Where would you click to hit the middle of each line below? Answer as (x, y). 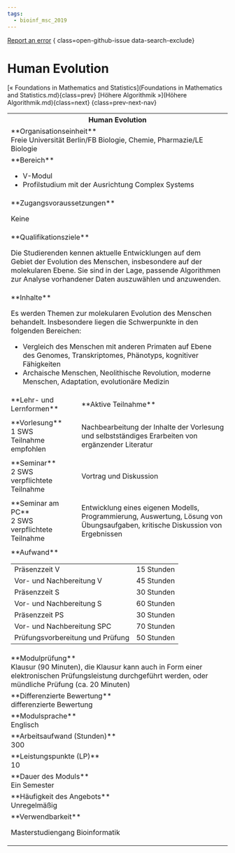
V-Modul (37, 176)
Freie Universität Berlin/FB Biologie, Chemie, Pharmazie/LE (107, 140)
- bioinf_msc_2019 (41, 20)
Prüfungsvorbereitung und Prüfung (72, 638)
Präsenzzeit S (37, 592)
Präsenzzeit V (37, 569)
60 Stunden (156, 604)
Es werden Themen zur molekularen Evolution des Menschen (111, 314)
